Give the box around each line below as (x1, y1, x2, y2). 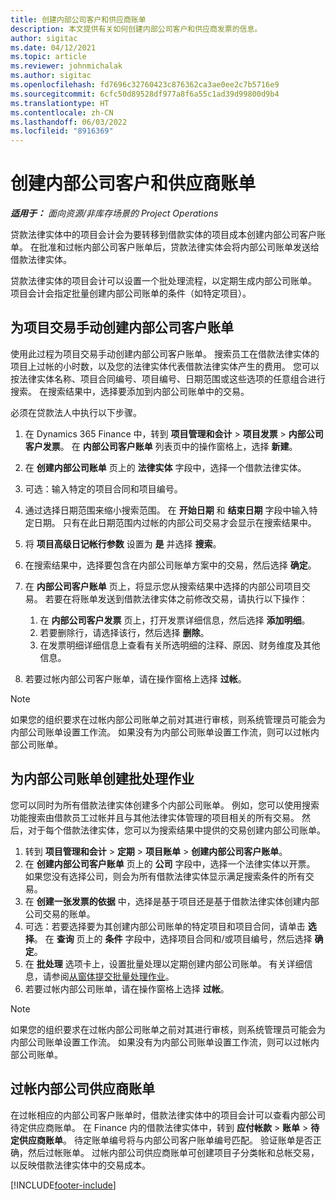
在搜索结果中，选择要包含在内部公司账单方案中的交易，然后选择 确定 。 (24, 559, 317, 571)
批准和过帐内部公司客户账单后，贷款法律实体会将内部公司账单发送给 (38, 241, 320, 253)
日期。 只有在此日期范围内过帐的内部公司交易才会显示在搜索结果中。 (33, 516, 317, 528)
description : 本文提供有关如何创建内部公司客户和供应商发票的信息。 (10, 24, 263, 34)
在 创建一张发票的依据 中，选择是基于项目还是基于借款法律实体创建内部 (24, 895, 320, 907)
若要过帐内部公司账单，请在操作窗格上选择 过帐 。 (24, 982, 230, 995)
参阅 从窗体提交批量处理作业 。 (51, 970, 175, 982)
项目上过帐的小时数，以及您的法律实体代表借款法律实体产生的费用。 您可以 (10, 360, 320, 372)
